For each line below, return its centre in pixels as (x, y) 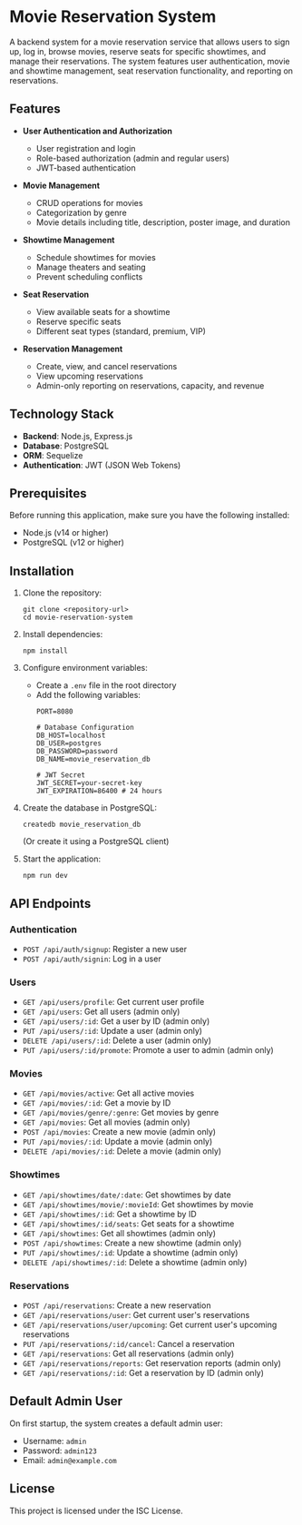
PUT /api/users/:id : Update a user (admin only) (112, 1031)
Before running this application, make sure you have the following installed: (150, 516)
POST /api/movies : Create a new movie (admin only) (119, 1132)
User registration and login (86, 148)
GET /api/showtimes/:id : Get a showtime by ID (109, 1214)
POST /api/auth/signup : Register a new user (105, 949)
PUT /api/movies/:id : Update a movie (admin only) (117, 1142)
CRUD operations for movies (89, 202)
